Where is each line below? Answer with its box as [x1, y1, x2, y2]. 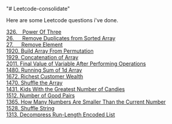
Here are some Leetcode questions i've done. [6, 17, 118, 23]
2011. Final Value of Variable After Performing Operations [6, 60, 146, 67]
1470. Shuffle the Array [6, 79, 63, 86]
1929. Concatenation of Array [6, 54, 79, 61]
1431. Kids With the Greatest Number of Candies [6, 86, 125, 92]
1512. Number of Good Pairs [6, 92, 75, 99]
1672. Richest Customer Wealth [6, 73, 84, 80]
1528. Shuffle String [6, 105, 55, 111]
